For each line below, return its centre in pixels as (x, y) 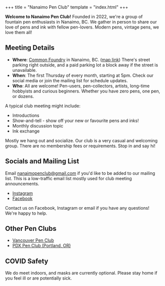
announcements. (22, 184)
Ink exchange (26, 131)
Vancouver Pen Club (33, 240)
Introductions (26, 115)
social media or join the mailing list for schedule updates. (70, 80)
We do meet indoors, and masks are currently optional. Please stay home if (81, 273)
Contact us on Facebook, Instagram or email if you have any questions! (77, 208)
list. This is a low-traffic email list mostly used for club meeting (68, 178)
